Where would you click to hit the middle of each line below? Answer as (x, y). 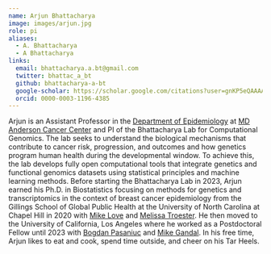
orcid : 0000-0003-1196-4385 (63, 98)
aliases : (23, 38)
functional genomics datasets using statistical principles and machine (124, 173)
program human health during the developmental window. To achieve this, (131, 156)
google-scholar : (43, 91)
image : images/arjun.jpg (50, 23)
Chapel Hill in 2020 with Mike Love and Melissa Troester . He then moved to (133, 215)
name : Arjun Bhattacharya (52, 16)
